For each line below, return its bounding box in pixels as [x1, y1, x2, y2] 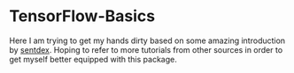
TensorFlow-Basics [9, 6, 156, 26]
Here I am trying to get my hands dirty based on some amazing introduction [9, 35, 286, 46]
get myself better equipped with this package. [9, 54, 177, 64]
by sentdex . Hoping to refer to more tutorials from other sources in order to [9, 44, 283, 55]
